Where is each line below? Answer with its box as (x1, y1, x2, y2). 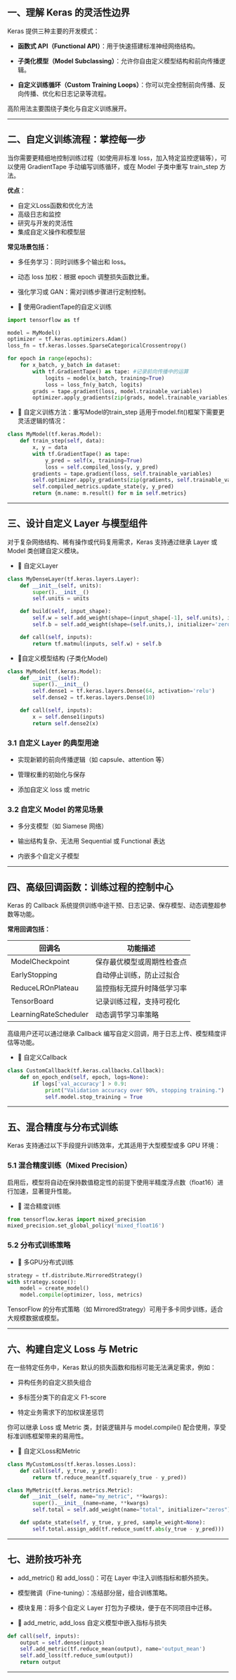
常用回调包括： (7, 925, 51, 934)
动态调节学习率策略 (95, 1010, 159, 1020)
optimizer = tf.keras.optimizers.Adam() (7, 335, 128, 343)
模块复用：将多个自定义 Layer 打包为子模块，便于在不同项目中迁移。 (17, 1603, 216, 1612)
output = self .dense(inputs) (20, 1639, 105, 1646)
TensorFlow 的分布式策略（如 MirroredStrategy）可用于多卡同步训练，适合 (7, 1305, 223, 1314)
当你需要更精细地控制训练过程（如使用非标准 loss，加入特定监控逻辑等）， (7, 154, 221, 162)
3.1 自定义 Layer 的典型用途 (7, 738, 100, 748)
